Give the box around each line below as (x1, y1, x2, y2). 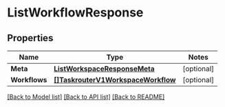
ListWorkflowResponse (7, 5, 144, 21)
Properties (7, 32, 54, 44)
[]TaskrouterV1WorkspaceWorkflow (54, 75, 176, 84)
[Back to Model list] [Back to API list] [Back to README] (7, 93, 165, 101)
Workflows (10, 75, 47, 84)
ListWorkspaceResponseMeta (54, 64, 155, 73)
